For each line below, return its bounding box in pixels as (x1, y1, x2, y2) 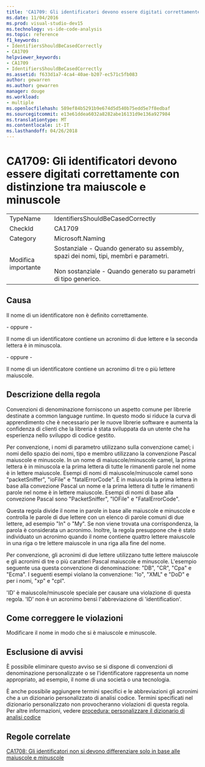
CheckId (9, 224, 34, 232)
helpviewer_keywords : (6, 54, 62, 60)
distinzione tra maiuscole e (6, 180, 146, 194)
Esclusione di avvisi (6, 647, 84, 657)
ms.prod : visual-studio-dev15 (6, 20, 84, 26)
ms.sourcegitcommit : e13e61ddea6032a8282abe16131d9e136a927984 (6, 111, 171, 117)
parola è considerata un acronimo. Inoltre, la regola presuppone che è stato (6, 526, 196, 533)
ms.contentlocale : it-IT (6, 123, 70, 129)
